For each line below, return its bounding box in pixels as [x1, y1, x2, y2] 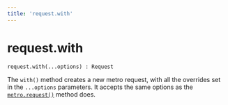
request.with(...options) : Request [7, 63, 114, 70]
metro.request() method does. [7, 90, 96, 98]
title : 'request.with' [7, 10, 73, 17]
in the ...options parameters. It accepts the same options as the [7, 83, 194, 91]
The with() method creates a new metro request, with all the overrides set [7, 75, 221, 83]
